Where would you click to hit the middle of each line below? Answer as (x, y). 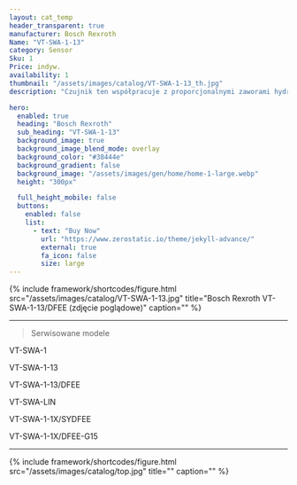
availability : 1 (39, 75)
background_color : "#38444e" (71, 157)
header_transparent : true (57, 26)
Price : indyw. (35, 67)
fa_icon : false (69, 255)
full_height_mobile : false (67, 198)
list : (35, 223)
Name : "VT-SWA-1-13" (47, 42)
